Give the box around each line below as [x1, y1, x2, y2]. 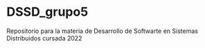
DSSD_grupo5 [6, 4, 89, 20]
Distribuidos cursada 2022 [6, 34, 82, 42]
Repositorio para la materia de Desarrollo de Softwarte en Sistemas [6, 27, 199, 35]
